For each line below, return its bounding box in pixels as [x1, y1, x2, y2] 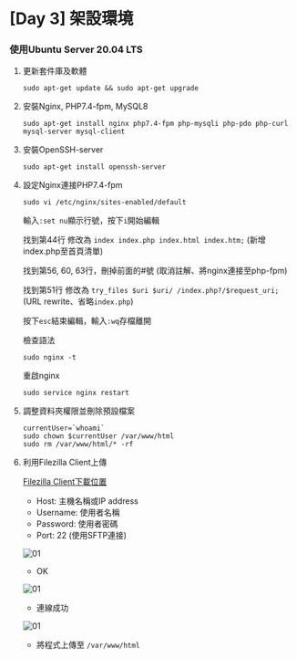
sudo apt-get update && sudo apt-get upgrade [22, 84, 199, 93]
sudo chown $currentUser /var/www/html [22, 432, 175, 441]
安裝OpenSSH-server [22, 144, 104, 155]
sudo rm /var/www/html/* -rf [22, 440, 134, 449]
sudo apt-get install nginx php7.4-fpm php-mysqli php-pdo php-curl [22, 120, 289, 129]
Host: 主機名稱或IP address [36, 496, 138, 507]
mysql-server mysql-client [22, 127, 126, 137]
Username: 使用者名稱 [36, 507, 120, 518]
